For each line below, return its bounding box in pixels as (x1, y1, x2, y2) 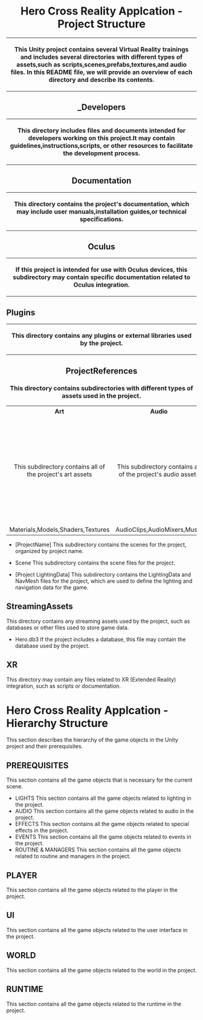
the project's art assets (27, 470, 92, 478)
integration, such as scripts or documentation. (6, 682, 121, 690)
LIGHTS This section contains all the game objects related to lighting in (14, 794, 192, 802)
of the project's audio (118, 470, 179, 478)
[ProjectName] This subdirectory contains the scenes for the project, (14, 541, 187, 548)
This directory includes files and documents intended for (17, 126, 186, 135)
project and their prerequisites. (6, 743, 83, 750)
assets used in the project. (62, 391, 141, 400)
